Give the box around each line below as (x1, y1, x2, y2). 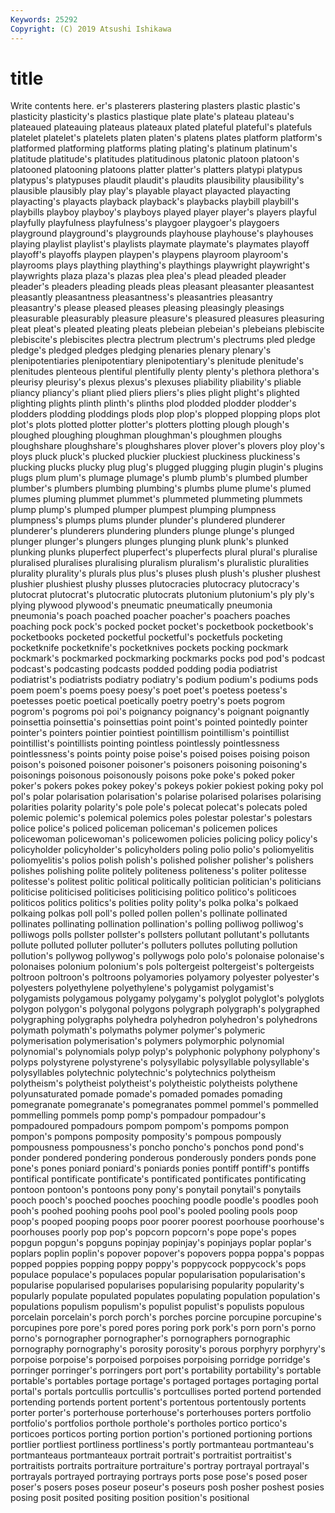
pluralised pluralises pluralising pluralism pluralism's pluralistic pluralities (10, 557, 310, 569)
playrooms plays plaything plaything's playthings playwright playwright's (10, 259, 310, 271)
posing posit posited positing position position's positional (10, 1492, 250, 1504)
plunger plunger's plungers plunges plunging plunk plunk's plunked (10, 536, 289, 548)
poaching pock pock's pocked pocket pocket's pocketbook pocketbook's (10, 621, 314, 633)
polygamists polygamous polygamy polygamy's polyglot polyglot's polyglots (10, 992, 325, 1005)
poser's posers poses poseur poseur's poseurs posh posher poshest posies (10, 1481, 325, 1493)
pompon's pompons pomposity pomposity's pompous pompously (10, 1131, 282, 1143)
